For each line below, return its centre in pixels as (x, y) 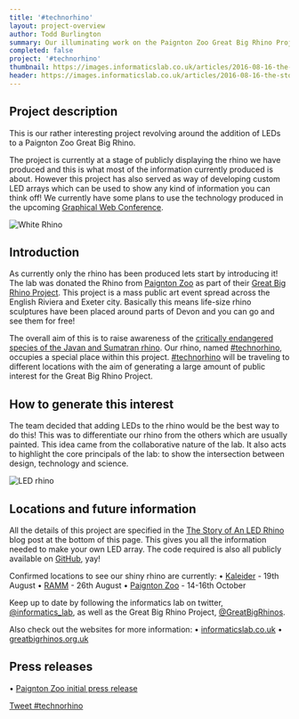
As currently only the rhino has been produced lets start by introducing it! (144, 274)
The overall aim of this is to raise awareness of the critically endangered (141, 339)
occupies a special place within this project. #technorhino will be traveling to (149, 357)
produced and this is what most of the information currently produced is (141, 169)
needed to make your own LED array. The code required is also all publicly (145, 549)
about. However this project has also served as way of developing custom (145, 178)
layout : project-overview (57, 26)
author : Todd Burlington (55, 34)
